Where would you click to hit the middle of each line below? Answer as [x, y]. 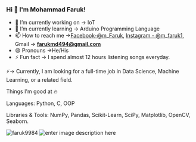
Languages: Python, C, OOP [41, 103]
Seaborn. [17, 121]
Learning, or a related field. [39, 80]
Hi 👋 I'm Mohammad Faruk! [46, 10]
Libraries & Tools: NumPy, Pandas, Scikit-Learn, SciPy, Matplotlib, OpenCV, [98, 115]
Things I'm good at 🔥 [32, 91]
